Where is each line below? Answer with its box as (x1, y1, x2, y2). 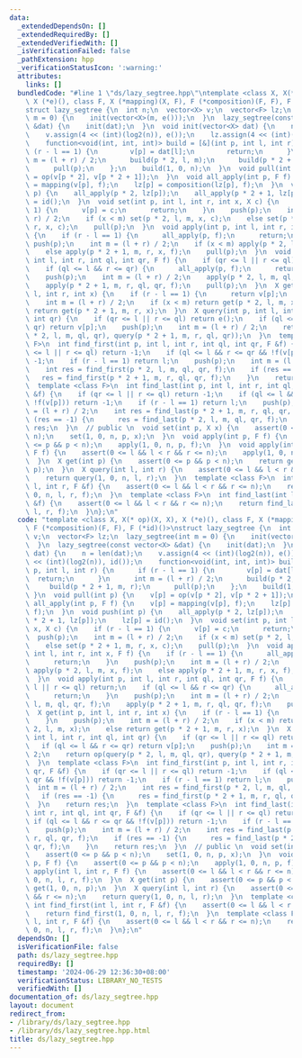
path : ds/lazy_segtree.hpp (17, 951, 119, 960)
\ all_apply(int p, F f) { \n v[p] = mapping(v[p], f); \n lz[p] (25, 600, 292, 609)
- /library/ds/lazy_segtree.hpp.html (9, 1026, 151, 1035)
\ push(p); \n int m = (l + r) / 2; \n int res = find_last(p (25, 825, 292, 834)
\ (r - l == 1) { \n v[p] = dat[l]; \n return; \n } (25, 147, 292, 156)
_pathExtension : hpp (17, 55, 94, 64)
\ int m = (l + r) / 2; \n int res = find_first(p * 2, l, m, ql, (25, 783, 292, 792)
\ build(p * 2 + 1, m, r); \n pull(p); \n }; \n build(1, (25, 583, 296, 592)
